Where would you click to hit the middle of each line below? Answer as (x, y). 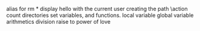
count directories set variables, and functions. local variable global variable (100, 15)
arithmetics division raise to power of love (58, 22)
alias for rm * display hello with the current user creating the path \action (97, 9)
